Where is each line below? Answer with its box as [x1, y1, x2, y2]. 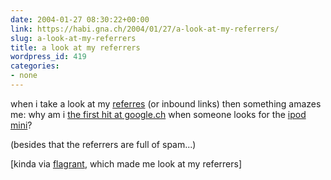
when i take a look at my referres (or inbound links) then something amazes [10, 97, 322, 110]
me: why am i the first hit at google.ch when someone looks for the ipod [10, 108, 307, 120]
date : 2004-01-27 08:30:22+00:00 [10, 14, 150, 25]
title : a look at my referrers [10, 42, 141, 53]
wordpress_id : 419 [10, 52, 87, 62]
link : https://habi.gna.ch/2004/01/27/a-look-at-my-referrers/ [10, 24, 280, 34]
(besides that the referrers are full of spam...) [10, 138, 197, 150]
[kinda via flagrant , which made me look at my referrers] [10, 157, 243, 170]
